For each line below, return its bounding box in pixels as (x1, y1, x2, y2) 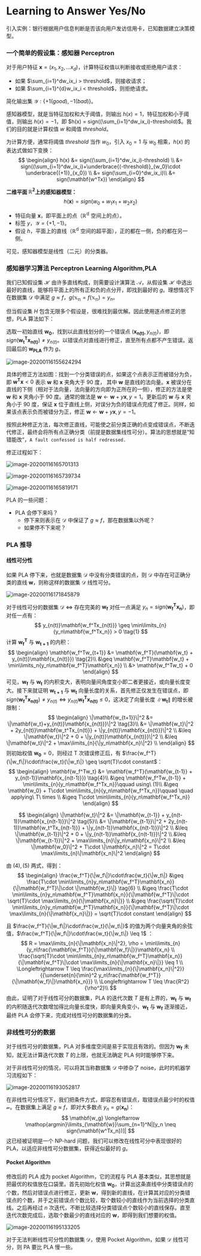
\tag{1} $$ (123, 628, 148, 635)
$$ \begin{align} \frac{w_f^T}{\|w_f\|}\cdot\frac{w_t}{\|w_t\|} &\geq (17, 872, 184, 879)
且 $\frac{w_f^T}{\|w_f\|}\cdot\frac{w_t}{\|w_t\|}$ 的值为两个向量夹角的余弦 (6, 922, 193, 930)
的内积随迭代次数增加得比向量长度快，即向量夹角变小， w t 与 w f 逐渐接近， (6, 1003, 191, 1012)
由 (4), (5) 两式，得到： (6, 862, 63, 870)
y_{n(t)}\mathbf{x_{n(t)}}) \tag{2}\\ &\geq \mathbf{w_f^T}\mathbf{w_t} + (11, 655, 190, 663)
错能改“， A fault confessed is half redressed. (6, 436, 126, 443)
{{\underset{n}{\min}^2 (39, 972, 98, 979)
